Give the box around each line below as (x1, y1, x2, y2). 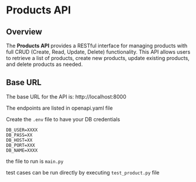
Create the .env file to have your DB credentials (6, 116, 121, 123)
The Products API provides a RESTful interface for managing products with (6, 42, 188, 49)
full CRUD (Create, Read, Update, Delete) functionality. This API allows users (6, 48, 191, 55)
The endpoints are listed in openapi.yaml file (6, 104, 113, 111)
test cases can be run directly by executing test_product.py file (6, 169, 160, 176)
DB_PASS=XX (6, 132, 33, 138)
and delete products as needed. (6, 61, 83, 68)
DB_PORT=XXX (6, 142, 35, 148)
